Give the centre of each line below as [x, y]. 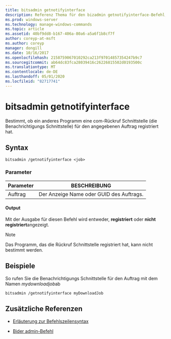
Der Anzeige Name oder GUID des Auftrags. [91, 194]
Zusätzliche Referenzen [44, 309]
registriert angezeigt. [27, 225]
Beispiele [20, 266]
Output [13, 208]
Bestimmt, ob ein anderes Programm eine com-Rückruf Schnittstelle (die [81, 121]
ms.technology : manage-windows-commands [49, 24]
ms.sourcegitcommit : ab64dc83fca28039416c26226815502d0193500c [74, 62]
